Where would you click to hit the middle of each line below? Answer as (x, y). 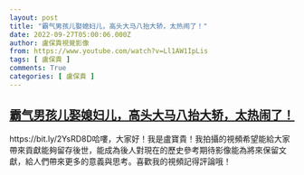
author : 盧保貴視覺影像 (49, 43)
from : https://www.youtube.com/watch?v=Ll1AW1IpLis (109, 51)
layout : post (34, 18)
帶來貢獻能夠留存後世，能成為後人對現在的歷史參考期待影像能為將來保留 (144, 150)
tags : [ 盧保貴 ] (40, 60)
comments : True (38, 69)
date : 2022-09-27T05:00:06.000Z (70, 34)
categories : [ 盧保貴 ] (52, 77)
